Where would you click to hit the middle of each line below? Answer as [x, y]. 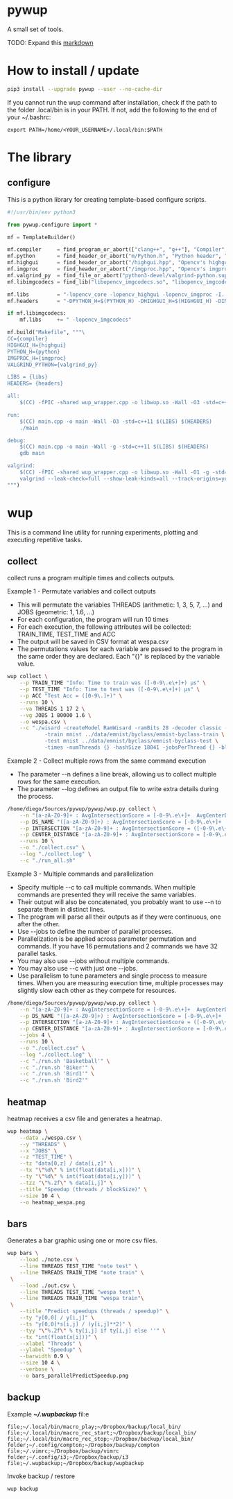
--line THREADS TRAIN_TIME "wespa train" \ [82, 1299]
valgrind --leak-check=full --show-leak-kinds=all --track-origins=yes [125, 478]
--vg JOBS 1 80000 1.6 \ [55, 715]
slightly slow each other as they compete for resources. [97, 990]
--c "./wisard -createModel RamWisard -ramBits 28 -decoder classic [121, 728]
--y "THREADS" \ [43, 1144]
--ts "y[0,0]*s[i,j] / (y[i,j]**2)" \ [76, 1324]
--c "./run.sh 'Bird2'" [54, 1080]
